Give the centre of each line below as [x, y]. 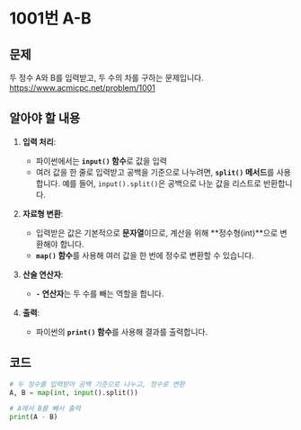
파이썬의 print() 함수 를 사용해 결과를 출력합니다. [122, 331]
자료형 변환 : [43, 213]
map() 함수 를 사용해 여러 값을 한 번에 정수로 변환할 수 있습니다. [145, 255]
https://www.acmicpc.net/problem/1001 [82, 88]
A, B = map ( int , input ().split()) [74, 392]
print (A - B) [34, 417]
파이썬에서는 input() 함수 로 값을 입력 [102, 161]
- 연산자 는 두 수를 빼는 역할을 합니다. [100, 293]
